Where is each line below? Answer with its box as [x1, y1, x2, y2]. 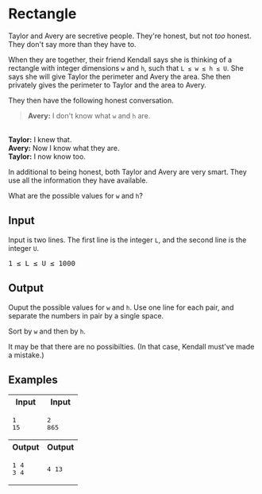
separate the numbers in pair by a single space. [8, 311, 164, 320]
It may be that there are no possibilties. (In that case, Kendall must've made [8, 342, 255, 351]
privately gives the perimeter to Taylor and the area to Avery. [8, 80, 206, 90]
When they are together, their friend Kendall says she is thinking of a [8, 55, 233, 64]
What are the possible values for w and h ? [8, 191, 143, 200]
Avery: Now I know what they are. [8, 143, 120, 152]
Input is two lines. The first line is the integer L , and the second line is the [8, 235, 247, 245]
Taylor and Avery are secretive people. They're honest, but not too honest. [8, 31, 252, 41]
